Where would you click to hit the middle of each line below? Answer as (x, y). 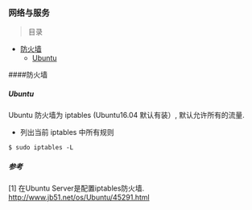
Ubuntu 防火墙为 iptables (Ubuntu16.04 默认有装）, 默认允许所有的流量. (127, 115)
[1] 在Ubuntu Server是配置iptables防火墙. (76, 188)
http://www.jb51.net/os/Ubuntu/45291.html (79, 197)
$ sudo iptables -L (41, 148)
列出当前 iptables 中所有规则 (67, 132)
